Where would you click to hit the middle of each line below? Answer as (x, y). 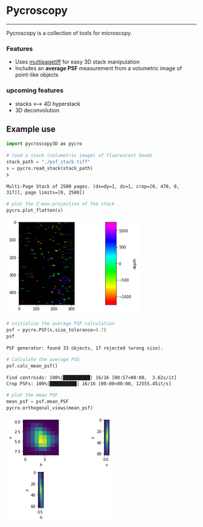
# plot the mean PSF (32, 395)
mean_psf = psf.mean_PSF (37, 401)
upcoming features (35, 90)
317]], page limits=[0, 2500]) (46, 192)
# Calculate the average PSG (43, 360)
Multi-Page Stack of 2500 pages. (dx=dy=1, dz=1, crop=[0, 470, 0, (93, 186)
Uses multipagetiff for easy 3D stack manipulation (77, 62)
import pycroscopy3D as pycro (44, 144)
